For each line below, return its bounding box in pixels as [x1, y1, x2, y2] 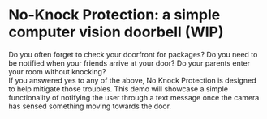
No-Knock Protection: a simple [8, 6, 221, 24]
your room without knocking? [8, 66, 106, 76]
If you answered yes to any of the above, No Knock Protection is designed [8, 75, 256, 85]
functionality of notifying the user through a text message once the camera [8, 92, 260, 102]
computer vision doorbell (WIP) [8, 23, 224, 41]
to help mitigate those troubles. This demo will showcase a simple [8, 83, 229, 94]
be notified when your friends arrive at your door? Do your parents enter [8, 58, 250, 68]
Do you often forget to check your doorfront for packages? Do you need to [8, 49, 258, 59]
